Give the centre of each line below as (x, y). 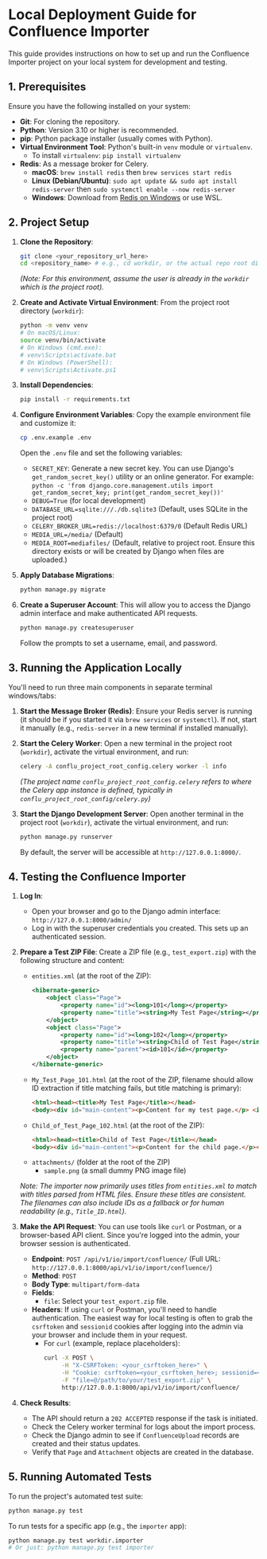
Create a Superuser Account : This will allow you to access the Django (135, 605)
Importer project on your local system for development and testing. (118, 62)
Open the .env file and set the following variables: (101, 453)
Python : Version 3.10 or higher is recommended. (99, 130)
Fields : (43, 1293)
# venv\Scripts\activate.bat (68, 355)
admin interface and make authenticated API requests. (109, 613)
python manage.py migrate (62, 590)
